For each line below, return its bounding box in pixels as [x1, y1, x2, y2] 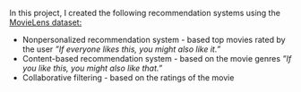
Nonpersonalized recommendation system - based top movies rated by [21, 35, 286, 45]
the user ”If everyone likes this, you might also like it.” [21, 44, 221, 54]
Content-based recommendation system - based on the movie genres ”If [21, 54, 292, 63]
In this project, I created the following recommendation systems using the [9, 8, 280, 18]
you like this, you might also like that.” [21, 63, 163, 73]
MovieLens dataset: [9, 17, 82, 28]
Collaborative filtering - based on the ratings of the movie [21, 72, 235, 83]
